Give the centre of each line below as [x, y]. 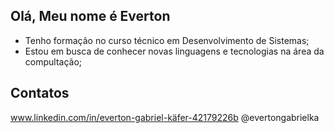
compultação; [53, 61]
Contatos [40, 93]
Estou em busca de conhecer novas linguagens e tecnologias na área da [174, 51]
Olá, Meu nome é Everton [90, 16]
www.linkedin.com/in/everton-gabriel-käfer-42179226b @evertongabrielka [165, 117]
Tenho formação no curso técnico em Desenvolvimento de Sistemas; [167, 40]
